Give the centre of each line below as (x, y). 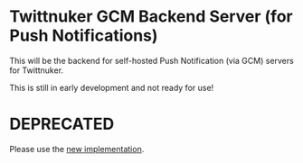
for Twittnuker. (37, 70)
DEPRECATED (62, 124)
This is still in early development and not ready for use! (112, 87)
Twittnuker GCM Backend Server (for (151, 17)
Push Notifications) (84, 36)
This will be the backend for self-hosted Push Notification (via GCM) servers (151, 60)
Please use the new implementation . (77, 149)
